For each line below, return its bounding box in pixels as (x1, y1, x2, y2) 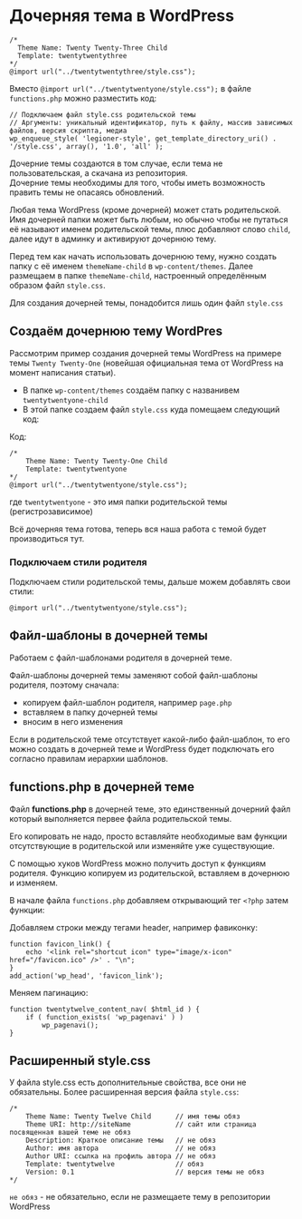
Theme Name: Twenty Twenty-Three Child (17, 43, 168, 53)
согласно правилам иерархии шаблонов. (9, 753, 169, 764)
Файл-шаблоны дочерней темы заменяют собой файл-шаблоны (9, 669, 258, 680)
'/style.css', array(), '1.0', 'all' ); (9, 141, 165, 151)
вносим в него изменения (22, 716, 124, 727)
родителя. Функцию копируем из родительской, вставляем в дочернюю (9, 867, 290, 878)
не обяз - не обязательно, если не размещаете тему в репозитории (9, 1192, 271, 1203)
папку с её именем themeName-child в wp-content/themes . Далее (9, 260, 253, 271)
